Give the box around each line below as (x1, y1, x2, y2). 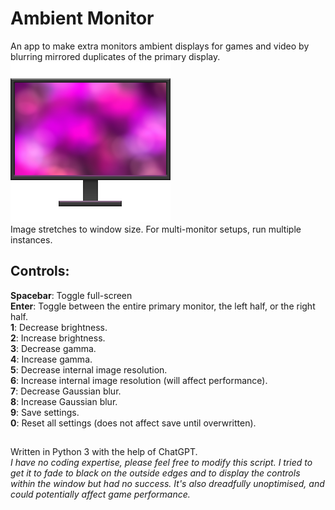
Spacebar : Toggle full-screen (10, 289, 133, 301)
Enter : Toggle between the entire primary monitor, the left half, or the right (10, 300, 316, 312)
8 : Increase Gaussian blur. (10, 395, 118, 407)
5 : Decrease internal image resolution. (10, 363, 168, 376)
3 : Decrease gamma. (10, 342, 97, 354)
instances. (10, 233, 53, 246)
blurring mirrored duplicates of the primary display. (10, 50, 221, 62)
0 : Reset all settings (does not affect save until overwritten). (10, 417, 257, 429)
